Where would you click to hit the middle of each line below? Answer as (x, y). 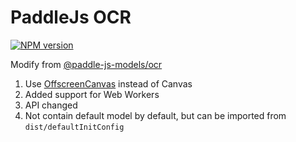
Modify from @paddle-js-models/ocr (86, 64)
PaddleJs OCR (71, 17)
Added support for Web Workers (92, 94)
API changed (51, 105)
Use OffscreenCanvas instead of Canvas (108, 83)
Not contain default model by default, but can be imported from (155, 115)
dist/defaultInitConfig (74, 127)
